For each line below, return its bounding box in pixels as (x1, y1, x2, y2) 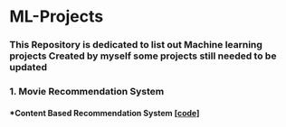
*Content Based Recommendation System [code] (9, 107, 200, 118)
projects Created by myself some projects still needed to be (9, 50, 277, 62)
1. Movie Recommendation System (9, 86, 165, 98)
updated (9, 61, 48, 74)
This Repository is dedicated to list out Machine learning (9, 39, 262, 51)
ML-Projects (9, 6, 104, 27)
